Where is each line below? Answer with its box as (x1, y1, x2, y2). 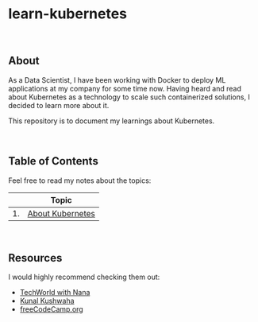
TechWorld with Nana (19, 288, 90, 297)
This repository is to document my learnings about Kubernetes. (8, 116, 215, 126)
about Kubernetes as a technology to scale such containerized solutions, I (8, 92, 250, 102)
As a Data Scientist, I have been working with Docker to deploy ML (8, 75, 226, 84)
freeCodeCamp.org (19, 305, 83, 314)
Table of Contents (8, 154, 99, 168)
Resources (8, 251, 63, 265)
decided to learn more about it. (8, 100, 110, 110)
